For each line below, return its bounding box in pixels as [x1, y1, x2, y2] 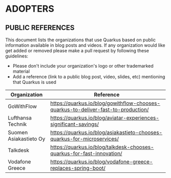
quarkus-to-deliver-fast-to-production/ [50, 106, 149, 113]
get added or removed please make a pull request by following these [5, 48, 149, 53]
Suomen [8, 129, 28, 136]
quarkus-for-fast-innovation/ [50, 150, 123, 157]
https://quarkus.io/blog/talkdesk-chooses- [50, 143, 154, 151]
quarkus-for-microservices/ [50, 135, 119, 142]
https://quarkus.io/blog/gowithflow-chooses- [50, 100, 160, 107]
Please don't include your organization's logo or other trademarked [12, 63, 154, 69]
